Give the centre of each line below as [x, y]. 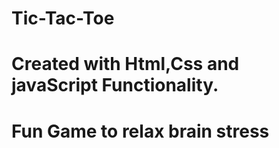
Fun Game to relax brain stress [140, 131]
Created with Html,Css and [125, 64]
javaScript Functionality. [115, 85]
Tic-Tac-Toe [63, 18]
